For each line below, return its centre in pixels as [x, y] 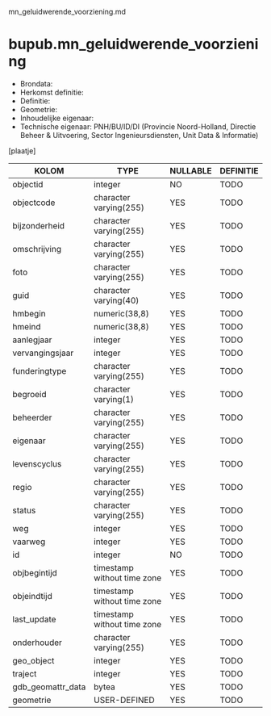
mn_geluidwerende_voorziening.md [67, 12]
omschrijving [37, 249]
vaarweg [29, 542]
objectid [28, 184]
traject [25, 673]
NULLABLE [190, 170]
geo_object [33, 660]
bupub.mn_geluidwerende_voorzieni [133, 44]
